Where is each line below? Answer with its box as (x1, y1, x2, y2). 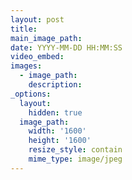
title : (10, 24, 38, 34)
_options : (10, 89, 52, 99)
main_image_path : (10, 33, 83, 43)
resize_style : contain (28, 145, 123, 155)
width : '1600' (28, 126, 87, 136)
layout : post (10, 14, 65, 25)
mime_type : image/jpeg (28, 154, 123, 164)
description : (28, 80, 83, 90)
